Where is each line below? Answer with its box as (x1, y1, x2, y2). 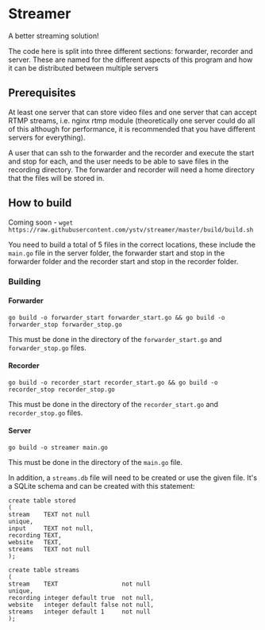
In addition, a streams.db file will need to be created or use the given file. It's (8, 473, 258, 482)
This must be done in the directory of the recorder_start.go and (8, 399, 219, 409)
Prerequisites (8, 86, 76, 100)
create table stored (8, 497, 77, 505)
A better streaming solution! (8, 31, 99, 40)
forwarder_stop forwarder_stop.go (8, 321, 123, 328)
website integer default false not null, (8, 601, 155, 609)
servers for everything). (8, 133, 86, 142)
